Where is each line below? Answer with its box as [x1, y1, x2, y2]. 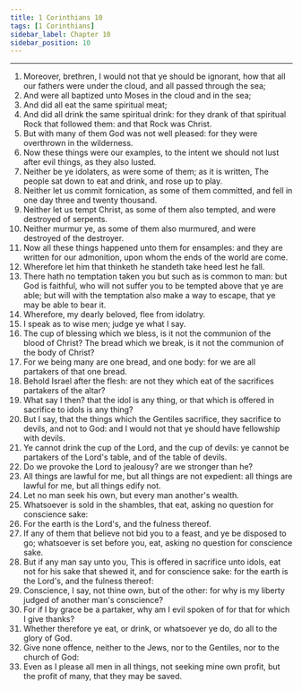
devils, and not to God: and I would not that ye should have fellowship [22, 423, 280, 435]
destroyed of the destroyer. [22, 233, 125, 244]
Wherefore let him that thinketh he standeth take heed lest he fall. [22, 262, 265, 272]
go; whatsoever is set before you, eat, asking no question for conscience [22, 538, 293, 548]
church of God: [22, 651, 80, 663]
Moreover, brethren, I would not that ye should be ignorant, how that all [22, 71, 286, 82]
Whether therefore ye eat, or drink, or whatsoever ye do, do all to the [22, 624, 278, 634]
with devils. [22, 433, 65, 444]
